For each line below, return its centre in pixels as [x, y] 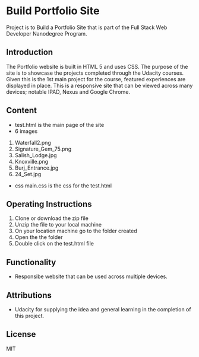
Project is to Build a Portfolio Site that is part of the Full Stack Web [87, 27]
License [21, 334]
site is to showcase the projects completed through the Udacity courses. [95, 73]
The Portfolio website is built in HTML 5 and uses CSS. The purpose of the [97, 66]
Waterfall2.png [33, 142]
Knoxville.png [31, 161]
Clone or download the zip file [52, 218]
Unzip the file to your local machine [58, 225]
